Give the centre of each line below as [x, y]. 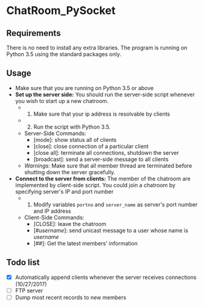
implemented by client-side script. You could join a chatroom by [95, 185]
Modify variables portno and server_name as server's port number [115, 204]
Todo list [23, 263]
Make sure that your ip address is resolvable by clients [102, 114]
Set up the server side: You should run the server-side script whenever [105, 94]
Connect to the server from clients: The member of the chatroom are [103, 178]
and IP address [52, 211]
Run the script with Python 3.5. [72, 127]
